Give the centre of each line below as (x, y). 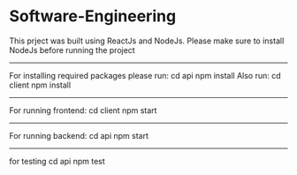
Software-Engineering (93, 16)
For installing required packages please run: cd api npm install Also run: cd (145, 75)
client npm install (40, 85)
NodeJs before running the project (72, 49)
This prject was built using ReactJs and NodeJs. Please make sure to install (147, 41)
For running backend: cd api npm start (79, 135)
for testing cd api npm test (57, 161)
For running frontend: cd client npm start (83, 110)
